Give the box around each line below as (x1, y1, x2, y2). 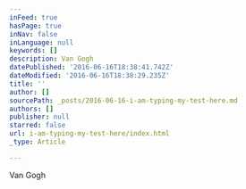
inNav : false (9, 29, 58, 38)
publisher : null (9, 112, 70, 121)
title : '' (9, 79, 47, 88)
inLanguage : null (9, 37, 74, 47)
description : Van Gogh (9, 54, 94, 63)
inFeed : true (9, 12, 58, 22)
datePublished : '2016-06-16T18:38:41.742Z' (9, 63, 174, 72)
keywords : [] (9, 46, 58, 55)
